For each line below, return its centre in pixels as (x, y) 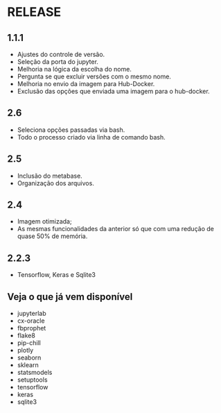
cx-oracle (31, 321)
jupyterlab (32, 314)
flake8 (26, 336)
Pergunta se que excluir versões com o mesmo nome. (94, 76)
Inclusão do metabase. (50, 176)
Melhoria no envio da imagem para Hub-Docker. (86, 84)
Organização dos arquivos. (56, 183)
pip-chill (29, 343)
